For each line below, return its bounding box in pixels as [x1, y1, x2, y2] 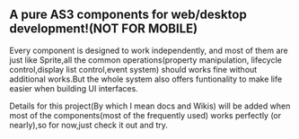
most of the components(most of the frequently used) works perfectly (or [9, 109, 282, 120]
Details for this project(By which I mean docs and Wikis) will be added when [9, 100, 291, 111]
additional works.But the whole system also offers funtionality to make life [9, 74, 283, 84]
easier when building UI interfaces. [9, 83, 139, 93]
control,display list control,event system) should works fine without [9, 64, 258, 74]
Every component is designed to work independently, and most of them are [9, 45, 289, 56]
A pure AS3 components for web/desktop [9, 7, 247, 22]
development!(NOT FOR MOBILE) [9, 22, 198, 37]
